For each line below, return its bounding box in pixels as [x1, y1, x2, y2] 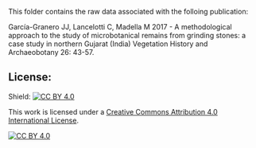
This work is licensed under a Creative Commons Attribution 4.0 [8, 107, 219, 116]
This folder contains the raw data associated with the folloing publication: [8, 7, 249, 16]
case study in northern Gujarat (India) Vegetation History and [8, 39, 208, 49]
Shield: [8, 92, 31, 101]
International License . [8, 115, 80, 125]
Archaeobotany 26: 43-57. [8, 48, 95, 56]
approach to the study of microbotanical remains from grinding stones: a [8, 31, 246, 40]
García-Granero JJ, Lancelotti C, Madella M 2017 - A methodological [8, 22, 232, 31]
